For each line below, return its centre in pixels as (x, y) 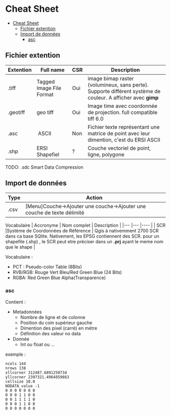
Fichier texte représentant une (123, 127)
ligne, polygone (106, 154)
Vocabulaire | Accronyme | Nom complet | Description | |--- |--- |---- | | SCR (85, 225)
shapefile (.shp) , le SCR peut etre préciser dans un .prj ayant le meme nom (84, 241)
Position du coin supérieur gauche (56, 322)
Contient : (16, 302)
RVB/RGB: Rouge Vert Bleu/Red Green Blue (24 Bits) (67, 272)
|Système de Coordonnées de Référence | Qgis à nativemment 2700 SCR (82, 230)
